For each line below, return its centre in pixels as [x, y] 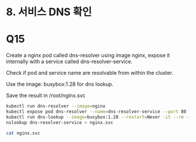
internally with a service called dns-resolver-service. [69, 61]
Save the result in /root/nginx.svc [46, 96]
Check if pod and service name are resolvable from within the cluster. [90, 73]
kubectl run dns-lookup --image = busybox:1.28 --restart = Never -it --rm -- [99, 117]
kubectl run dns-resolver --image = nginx [56, 106]
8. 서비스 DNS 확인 [49, 12]
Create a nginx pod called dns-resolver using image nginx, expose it [88, 56]
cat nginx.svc [23, 133]
